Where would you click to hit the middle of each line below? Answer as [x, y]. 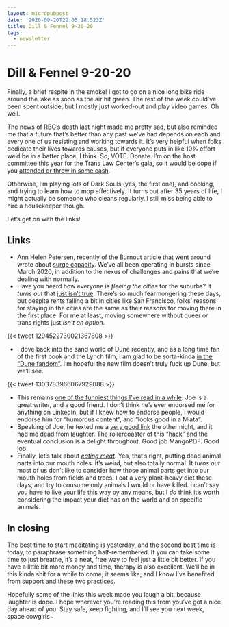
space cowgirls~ [30, 616]
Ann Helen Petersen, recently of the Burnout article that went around [113, 257]
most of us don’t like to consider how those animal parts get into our [113, 470]
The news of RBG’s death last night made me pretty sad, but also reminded [112, 127]
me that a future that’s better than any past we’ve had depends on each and [114, 134]
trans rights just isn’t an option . [61, 322]
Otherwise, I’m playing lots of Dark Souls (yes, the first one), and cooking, [111, 184]
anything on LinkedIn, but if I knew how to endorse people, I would [111, 412]
